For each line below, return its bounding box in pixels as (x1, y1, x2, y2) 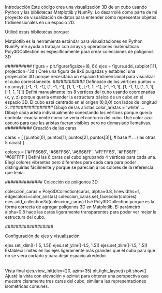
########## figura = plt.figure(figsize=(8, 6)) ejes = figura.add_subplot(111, (5, 63, 158, 69)
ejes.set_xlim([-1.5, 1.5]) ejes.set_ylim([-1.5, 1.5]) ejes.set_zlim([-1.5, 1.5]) (5, 243, 147, 248)
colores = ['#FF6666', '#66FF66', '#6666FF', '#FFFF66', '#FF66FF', (5, 149, 139, 155)
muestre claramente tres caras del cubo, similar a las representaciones (5, 278, 147, 284)
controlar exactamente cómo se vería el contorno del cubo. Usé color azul (5, 115, 153, 120)
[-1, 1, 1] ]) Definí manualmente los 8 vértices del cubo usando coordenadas (5, 89, 156, 95)
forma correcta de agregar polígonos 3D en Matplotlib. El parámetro (5, 204, 141, 210)
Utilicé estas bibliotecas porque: (5, 29, 69, 34)
